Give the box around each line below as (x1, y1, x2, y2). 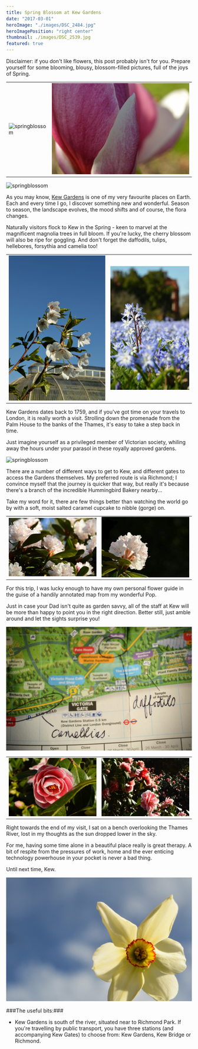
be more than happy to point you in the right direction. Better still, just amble (6, 609, 191, 616)
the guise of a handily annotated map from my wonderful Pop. (6, 591, 157, 598)
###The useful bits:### (6, 1007, 64, 1014)
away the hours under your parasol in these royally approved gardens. (6, 445, 177, 452)
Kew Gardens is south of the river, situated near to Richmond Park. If (14, 1019, 181, 1026)
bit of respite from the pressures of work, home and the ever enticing (6, 848, 174, 855)
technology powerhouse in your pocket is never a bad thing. (6, 854, 152, 861)
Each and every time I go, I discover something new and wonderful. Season (6, 200, 190, 207)
